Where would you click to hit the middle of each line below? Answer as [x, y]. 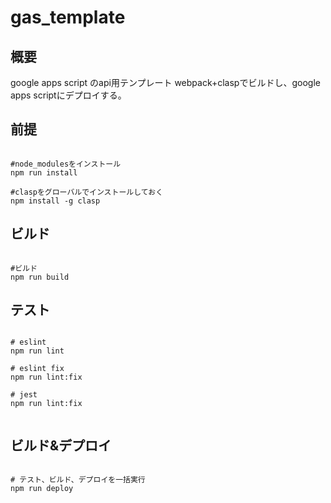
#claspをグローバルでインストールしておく [87, 192]
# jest [24, 395]
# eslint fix [37, 369]
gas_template [68, 17]
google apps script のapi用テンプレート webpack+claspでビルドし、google [165, 82]
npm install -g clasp [55, 201]
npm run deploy [42, 489]
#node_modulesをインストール [66, 164]
